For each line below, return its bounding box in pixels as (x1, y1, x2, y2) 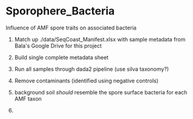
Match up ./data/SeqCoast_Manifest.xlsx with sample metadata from (14, 35, 186, 43)
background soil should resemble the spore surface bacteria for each (14, 88, 188, 96)
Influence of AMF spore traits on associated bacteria (5, 24, 137, 31)
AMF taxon (14, 95, 42, 102)
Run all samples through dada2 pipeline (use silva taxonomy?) (14, 65, 169, 73)
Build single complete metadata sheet (14, 53, 109, 61)
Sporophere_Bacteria (5, 4, 115, 18)
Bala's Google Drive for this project (14, 42, 102, 49)
